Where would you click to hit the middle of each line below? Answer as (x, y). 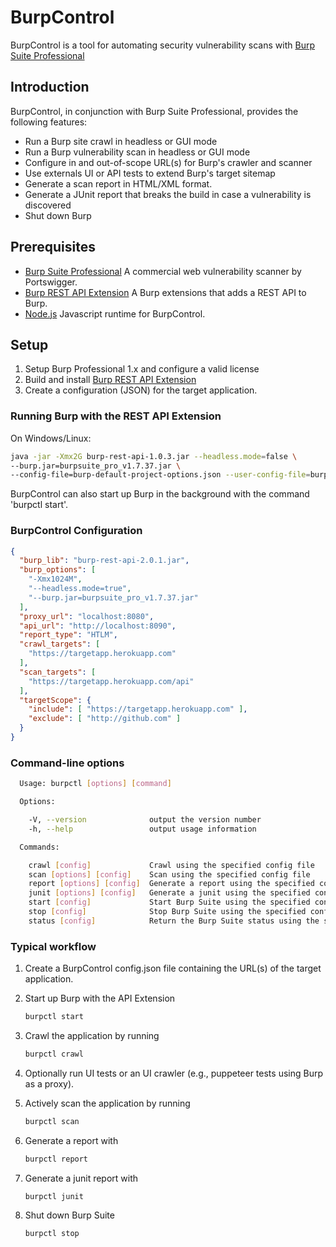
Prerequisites (53, 247)
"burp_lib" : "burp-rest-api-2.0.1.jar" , (104, 561)
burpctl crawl (54, 1054)
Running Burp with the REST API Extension (116, 416)
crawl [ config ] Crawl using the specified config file (171, 865)
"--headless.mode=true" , (80, 589)
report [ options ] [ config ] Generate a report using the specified (171, 884)
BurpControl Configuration (76, 531)
